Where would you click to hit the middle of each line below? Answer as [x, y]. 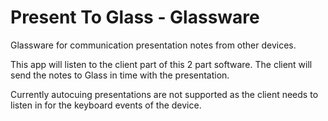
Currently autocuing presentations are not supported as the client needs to [164, 94]
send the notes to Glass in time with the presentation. [120, 75]
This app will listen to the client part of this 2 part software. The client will [161, 64]
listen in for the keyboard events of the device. [106, 105]
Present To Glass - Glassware [135, 17]
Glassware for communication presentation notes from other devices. [153, 45]
